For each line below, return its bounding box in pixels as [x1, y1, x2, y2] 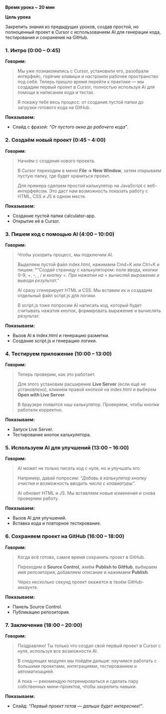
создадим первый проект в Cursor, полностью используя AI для [17, 84, 155, 90]
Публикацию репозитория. [12, 609, 70, 615]
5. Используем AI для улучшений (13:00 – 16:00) [5, 444, 129, 451]
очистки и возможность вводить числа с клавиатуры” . [17, 480, 136, 486]
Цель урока [5, 14, 31, 20]
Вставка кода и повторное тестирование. [12, 520, 101, 527]
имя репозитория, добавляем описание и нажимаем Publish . [17, 569, 149, 575]
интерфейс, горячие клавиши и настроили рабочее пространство [17, 73, 158, 79]
